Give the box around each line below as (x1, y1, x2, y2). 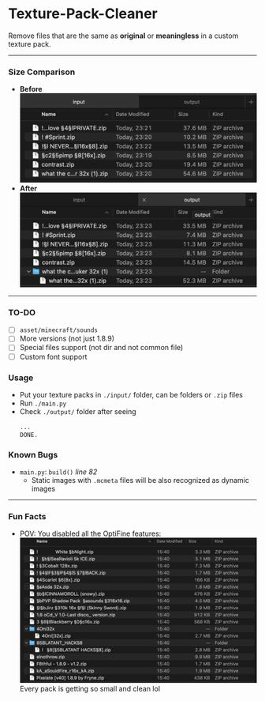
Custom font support (19, 352, 88, 361)
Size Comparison (8, 66, 76, 77)
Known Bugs (8, 449, 58, 460)
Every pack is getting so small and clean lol (19, 684, 160, 694)
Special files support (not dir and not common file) (19, 343, 184, 352)
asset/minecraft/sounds (19, 326, 99, 334)
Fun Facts (8, 511, 47, 522)
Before (19, 85, 43, 94)
